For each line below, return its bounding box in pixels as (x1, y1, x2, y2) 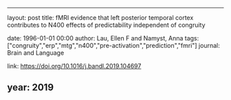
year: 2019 (7, 82, 54, 93)
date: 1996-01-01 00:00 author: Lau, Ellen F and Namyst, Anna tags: (7, 34, 199, 42)
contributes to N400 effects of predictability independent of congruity (7, 21, 206, 29)
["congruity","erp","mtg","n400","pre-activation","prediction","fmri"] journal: (7, 42, 220, 49)
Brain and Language (7, 49, 65, 57)
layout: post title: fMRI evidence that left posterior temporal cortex (7, 14, 194, 21)
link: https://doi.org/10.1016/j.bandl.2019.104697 (7, 62, 142, 70)
